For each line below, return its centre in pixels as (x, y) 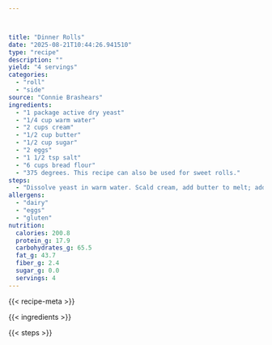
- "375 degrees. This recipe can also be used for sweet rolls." (128, 172)
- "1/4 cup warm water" (55, 120)
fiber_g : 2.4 (38, 263)
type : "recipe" (34, 52)
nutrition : (27, 225)
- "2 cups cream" (45, 128)
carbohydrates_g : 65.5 (54, 248)
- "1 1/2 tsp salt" (49, 158)
